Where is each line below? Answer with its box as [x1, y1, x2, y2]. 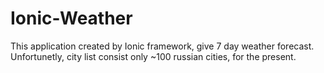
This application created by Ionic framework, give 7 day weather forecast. [10, 40, 315, 52]
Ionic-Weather [10, 7, 133, 30]
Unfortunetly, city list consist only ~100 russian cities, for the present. [10, 50, 297, 62]
